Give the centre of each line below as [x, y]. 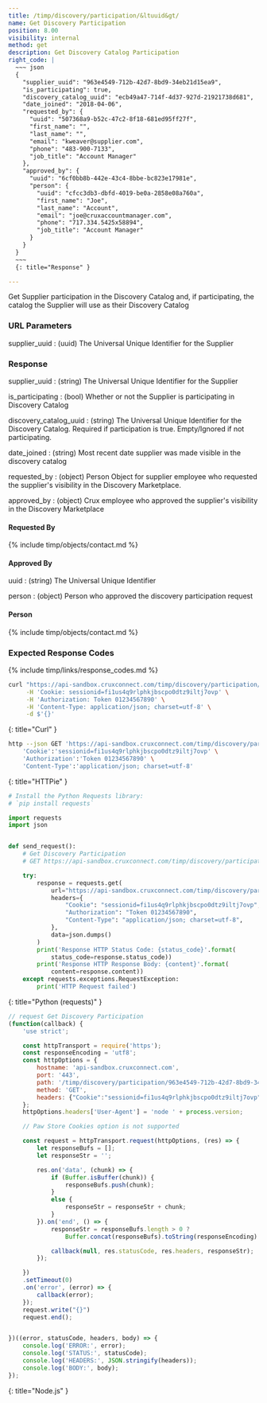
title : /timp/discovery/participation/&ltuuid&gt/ [94, 16]
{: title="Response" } [53, 267]
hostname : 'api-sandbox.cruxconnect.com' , [108, 1068]
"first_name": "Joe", [73, 201]
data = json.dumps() [81, 935]
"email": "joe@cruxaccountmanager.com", [104, 216]
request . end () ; [48, 1317]
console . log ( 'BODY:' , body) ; [71, 1368]
